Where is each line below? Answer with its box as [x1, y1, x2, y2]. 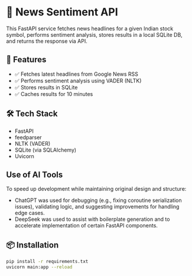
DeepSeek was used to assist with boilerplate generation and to [14, 216, 170, 223]
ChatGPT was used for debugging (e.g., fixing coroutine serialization [14, 197, 182, 204]
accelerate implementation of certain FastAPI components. [14, 222, 158, 229]
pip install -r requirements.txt [6, 259, 89, 265]
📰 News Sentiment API [6, 5, 118, 19]
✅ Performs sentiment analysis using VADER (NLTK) [14, 77, 142, 84]
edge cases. [14, 210, 45, 217]
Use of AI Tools [6, 169, 63, 179]
